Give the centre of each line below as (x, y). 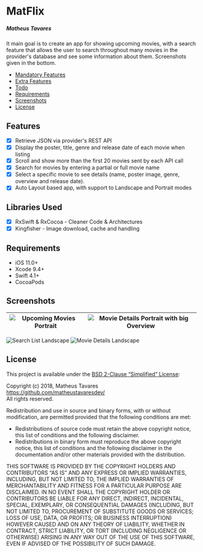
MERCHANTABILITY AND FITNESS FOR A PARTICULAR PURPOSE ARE (94, 485)
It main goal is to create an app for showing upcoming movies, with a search (101, 44)
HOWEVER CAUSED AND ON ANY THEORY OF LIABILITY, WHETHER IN (96, 524)
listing (22, 154)
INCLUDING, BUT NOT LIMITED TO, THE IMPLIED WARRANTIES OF (90, 479)
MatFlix (25, 11)
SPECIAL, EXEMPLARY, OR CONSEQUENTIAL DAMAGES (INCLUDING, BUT (100, 505)
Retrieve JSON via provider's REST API (63, 140)
